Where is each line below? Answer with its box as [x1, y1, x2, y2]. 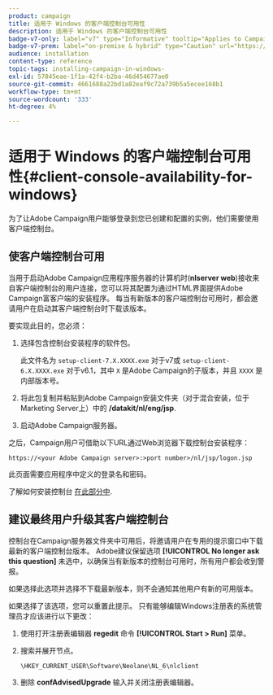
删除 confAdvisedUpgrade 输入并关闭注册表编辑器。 [19, 677, 199, 687]
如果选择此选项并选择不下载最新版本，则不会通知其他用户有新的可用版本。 [8, 584, 258, 593]
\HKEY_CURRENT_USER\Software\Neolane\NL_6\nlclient [19, 662, 199, 670]
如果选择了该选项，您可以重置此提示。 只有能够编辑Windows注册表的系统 [8, 601, 255, 610]
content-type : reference [8, 58, 93, 66]
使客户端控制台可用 [8, 250, 105, 264]
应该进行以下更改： [29, 611, 94, 621]
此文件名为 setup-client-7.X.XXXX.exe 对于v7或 [19, 355, 181, 365]
